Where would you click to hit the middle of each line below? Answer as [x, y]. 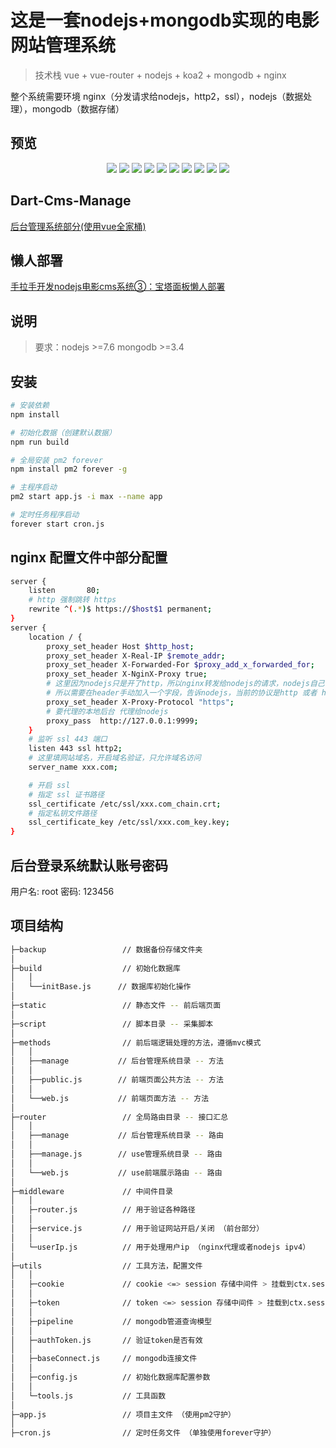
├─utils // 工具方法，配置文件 [106, 1266]
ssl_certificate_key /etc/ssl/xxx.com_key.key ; [129, 822]
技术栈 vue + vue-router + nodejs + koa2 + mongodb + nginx [160, 75]
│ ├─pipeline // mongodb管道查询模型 [111, 1321]
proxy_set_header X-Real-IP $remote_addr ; [136, 656]
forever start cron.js [57, 524]
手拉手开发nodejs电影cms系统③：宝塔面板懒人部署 [118, 287]
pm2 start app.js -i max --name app [86, 497]
